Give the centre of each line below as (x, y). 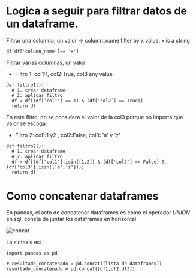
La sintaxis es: (24, 242)
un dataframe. (43, 24)
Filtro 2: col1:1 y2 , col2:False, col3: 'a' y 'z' (68, 135)
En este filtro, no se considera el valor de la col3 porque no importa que (95, 117)
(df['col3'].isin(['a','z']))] (45, 167)
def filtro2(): (25, 146)
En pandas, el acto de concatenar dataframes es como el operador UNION (98, 212)
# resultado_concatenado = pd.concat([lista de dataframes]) (84, 264)
